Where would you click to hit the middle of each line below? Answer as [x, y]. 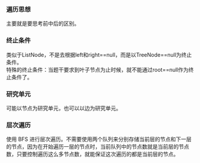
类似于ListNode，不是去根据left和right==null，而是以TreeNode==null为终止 [99, 54]
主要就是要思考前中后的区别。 [43, 24]
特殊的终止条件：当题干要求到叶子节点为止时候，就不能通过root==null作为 [98, 69]
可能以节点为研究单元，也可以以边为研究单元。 [64, 108]
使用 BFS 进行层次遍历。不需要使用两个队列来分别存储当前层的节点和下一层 [99, 139]
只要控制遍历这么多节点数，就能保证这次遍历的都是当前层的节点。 [98, 154]
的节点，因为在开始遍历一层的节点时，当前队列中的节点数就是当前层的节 [95, 147]
